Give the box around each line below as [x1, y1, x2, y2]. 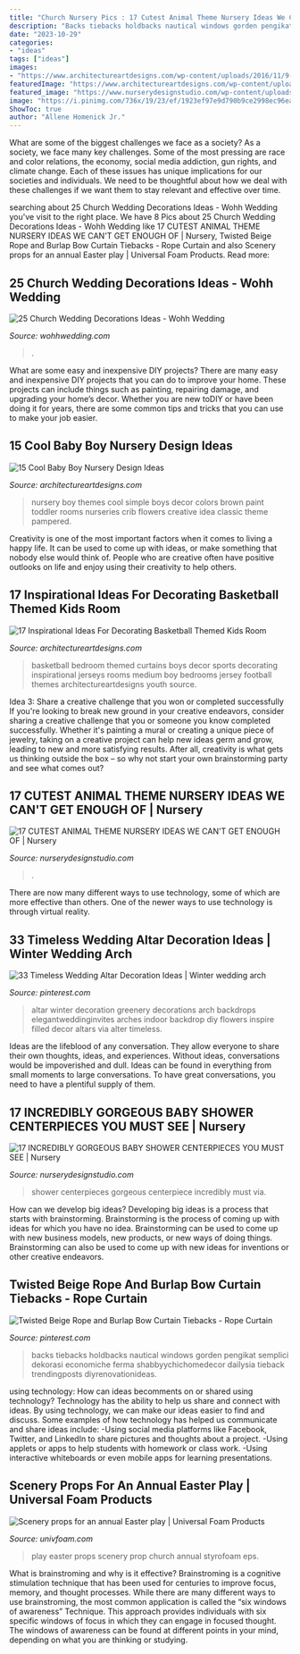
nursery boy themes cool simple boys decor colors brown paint [30, 497, 265, 508]
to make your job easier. [9, 412, 98, 423]
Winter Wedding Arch [9, 946, 132, 961]
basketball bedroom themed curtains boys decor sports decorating [30, 659, 279, 670]
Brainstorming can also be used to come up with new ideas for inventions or [9, 1242, 289, 1252]
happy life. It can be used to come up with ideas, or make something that [9, 542, 278, 553]
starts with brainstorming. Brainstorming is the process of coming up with [9, 1213, 279, 1224]
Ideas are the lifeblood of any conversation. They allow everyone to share [9, 1041, 279, 1052]
